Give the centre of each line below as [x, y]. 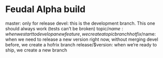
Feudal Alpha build [45, 9]
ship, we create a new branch [36, 50]
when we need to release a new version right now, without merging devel [82, 39]
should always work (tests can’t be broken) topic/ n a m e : [64, 28]
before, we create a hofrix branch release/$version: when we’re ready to [81, 44]
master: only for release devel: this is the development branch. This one [80, 23]
